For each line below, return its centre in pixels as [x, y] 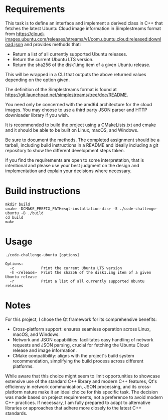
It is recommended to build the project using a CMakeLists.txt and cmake [81, 125]
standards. [16, 413]
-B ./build [32, 213]
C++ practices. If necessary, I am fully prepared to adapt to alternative [78, 402]
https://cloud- [30, 34]
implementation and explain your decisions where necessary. [68, 171]
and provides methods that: [53, 44]
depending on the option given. [38, 80]
